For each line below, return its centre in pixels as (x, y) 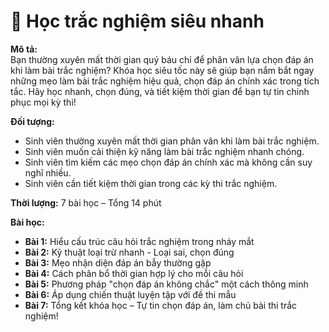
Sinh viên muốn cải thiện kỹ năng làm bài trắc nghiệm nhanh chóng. (164, 151)
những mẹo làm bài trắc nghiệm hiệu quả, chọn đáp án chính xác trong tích (165, 81)
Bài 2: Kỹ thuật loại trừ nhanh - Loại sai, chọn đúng (129, 252)
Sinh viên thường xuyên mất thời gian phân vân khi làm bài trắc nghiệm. (172, 141)
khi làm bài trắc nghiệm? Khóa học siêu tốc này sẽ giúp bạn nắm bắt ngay (162, 70)
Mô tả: (24, 49)
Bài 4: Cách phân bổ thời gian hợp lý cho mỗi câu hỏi (134, 273)
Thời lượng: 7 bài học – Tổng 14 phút (86, 202)
